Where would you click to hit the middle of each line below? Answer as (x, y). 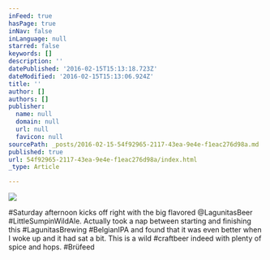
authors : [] (28, 99)
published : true (36, 152)
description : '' (36, 62)
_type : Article (34, 167)
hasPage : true (32, 24)
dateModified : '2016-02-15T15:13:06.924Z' (81, 76)
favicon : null (39, 136)
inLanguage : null (38, 39)
